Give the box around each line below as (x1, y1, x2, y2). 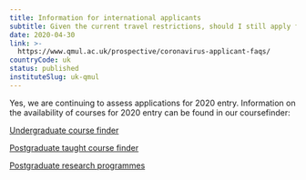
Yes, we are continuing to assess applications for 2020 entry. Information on (9, 97, 296, 108)
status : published (9, 65, 79, 74)
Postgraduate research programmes (9, 160, 146, 171)
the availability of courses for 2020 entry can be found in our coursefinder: (9, 106, 291, 118)
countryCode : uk (9, 55, 71, 65)
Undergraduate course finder (9, 125, 119, 135)
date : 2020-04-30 (9, 30, 76, 39)
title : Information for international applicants (9, 13, 202, 23)
